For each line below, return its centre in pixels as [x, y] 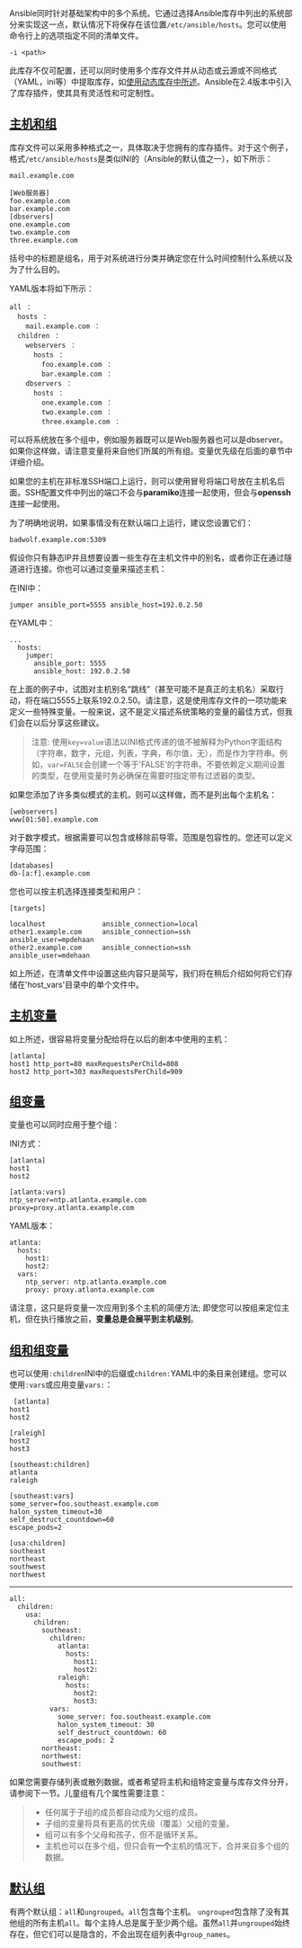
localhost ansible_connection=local [104, 924]
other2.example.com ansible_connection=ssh [100, 947]
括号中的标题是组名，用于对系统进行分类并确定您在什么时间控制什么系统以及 [151, 258]
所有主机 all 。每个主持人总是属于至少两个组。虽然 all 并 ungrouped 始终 [161, 1923]
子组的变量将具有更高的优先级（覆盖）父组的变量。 [139, 1824]
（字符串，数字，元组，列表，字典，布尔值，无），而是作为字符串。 [155, 752]
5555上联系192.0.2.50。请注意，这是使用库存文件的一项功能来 [172, 700]
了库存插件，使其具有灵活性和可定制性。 [84, 93]
